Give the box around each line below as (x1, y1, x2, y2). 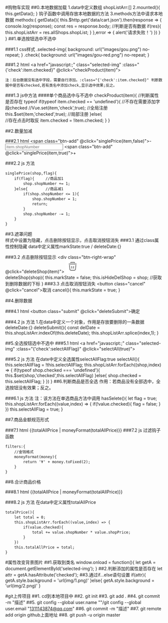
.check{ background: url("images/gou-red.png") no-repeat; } (24, 52, 149, 58)
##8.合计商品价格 (5, 479, 41, 485)
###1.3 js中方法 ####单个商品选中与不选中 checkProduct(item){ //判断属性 (5, 92, 159, 98)
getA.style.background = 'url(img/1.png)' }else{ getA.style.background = (5, 577, 155, 583)
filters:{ (5, 444, 26, 449)
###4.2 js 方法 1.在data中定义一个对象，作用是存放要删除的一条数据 (5, 319, 145, 325)
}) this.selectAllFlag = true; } (5, 406, 63, 412)
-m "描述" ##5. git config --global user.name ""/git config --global (5, 599, 141, 605)
